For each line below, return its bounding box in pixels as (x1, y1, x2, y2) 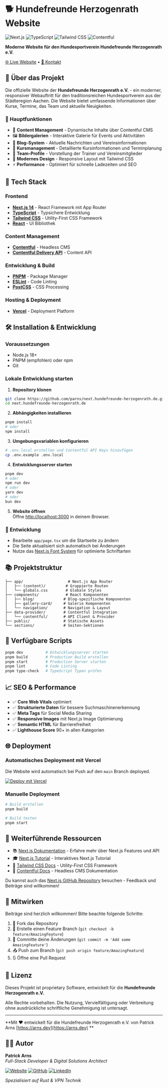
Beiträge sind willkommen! (5, 883, 60, 889)
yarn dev (5, 490, 23, 495)
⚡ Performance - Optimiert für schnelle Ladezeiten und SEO (12, 161, 137, 167)
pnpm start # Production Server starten (5, 659, 106, 664)
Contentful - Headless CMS (12, 244, 70, 250)
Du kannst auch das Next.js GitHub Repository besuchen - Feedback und (5, 877, 156, 883)
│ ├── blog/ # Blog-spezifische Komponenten (5, 597, 131, 602)
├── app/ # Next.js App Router (5, 579, 113, 584)
